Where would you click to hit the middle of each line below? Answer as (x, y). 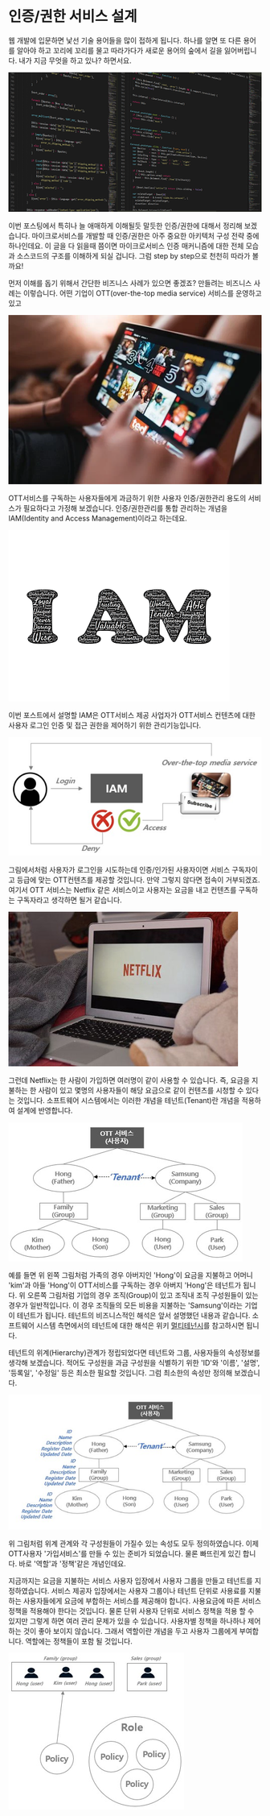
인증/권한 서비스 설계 (73, 17)
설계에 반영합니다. (45, 1111)
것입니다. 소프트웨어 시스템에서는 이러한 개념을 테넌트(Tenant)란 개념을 (128, 1101)
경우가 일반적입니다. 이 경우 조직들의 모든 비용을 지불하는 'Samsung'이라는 (126, 1305)
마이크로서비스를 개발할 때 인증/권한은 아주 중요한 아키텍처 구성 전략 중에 (145, 236)
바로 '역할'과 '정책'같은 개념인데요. (72, 1563)
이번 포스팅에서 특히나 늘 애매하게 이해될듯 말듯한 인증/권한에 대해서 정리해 (125, 226)
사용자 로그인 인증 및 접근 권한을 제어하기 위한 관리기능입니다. (105, 725)
